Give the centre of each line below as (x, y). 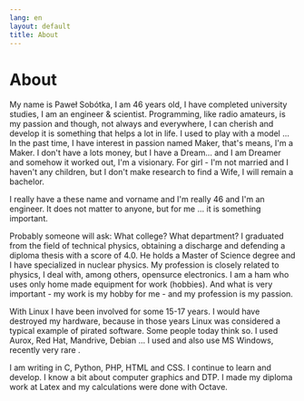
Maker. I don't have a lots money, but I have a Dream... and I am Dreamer (145, 153)
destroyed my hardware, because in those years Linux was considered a (145, 321)
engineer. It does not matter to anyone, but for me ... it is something (135, 209)
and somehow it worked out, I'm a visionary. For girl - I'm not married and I (149, 162)
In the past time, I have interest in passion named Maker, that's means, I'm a (151, 143)
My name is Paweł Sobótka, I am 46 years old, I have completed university (148, 104)
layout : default (40, 26)
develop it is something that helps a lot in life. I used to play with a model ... (150, 133)
